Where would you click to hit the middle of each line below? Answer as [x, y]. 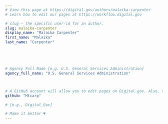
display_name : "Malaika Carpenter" [42, 33]
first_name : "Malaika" [29, 37]
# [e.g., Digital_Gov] [29, 105]
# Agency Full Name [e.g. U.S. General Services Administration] [74, 68]
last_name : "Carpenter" [30, 42]
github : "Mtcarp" [23, 95]
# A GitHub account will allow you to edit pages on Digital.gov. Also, [82, 91]
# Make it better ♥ [25, 114]
